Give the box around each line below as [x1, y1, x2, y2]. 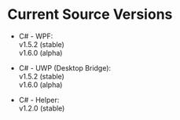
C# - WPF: [18, 31, 53, 41]
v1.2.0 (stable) [18, 104, 65, 113]
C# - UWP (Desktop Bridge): [18, 63, 112, 72]
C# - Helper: [18, 95, 60, 104]
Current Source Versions [7, 5, 173, 24]
